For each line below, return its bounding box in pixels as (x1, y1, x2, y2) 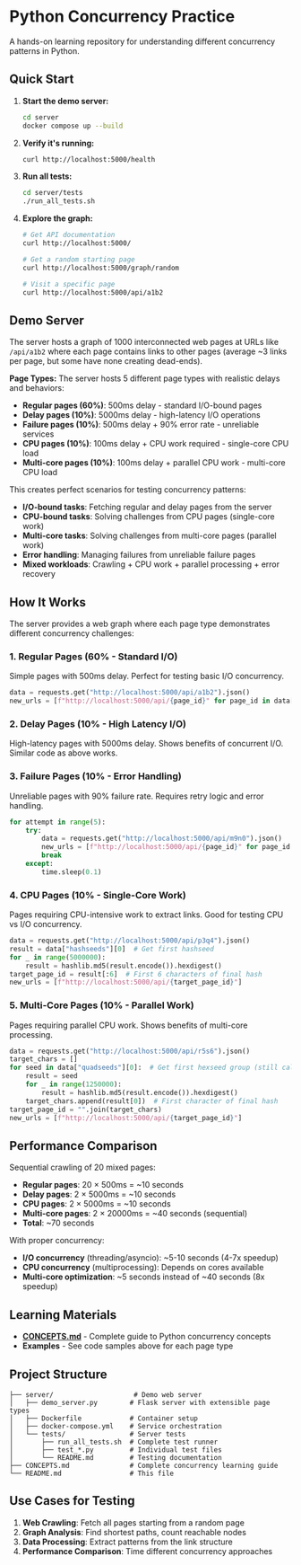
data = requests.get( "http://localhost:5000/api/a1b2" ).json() (9, 688, 251, 697)
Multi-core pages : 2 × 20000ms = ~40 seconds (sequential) (21, 1208, 248, 1219)
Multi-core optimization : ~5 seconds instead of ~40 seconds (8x (21, 1271, 266, 1282)
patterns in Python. (9, 45, 81, 56)
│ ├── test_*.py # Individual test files (9, 1445, 222, 1454)
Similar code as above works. (9, 747, 118, 758)
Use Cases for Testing (9, 1493, 136, 1508)
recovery (21, 569, 56, 579)
